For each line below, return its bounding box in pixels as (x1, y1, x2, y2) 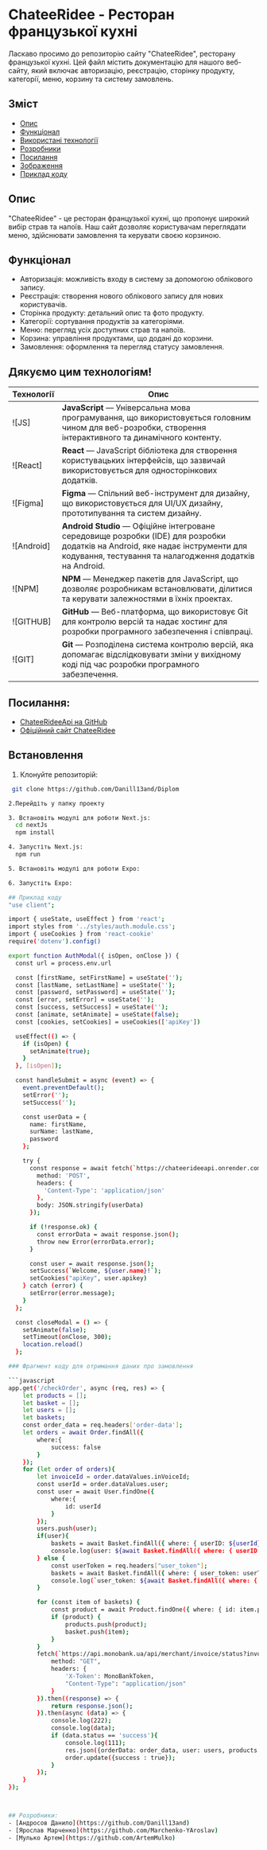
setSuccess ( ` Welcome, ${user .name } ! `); (29, 1267, 161, 1275)
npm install (15, 829, 56, 837)
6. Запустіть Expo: (8, 879, 73, 887)
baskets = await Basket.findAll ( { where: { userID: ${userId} (50, 1540, 261, 1548)
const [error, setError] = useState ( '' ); (15, 996, 155, 1004)
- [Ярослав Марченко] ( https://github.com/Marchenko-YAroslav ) (8, 1826, 219, 1834)
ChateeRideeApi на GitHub (19, 717, 108, 726)
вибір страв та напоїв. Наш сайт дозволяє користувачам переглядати (8, 221, 246, 232)
